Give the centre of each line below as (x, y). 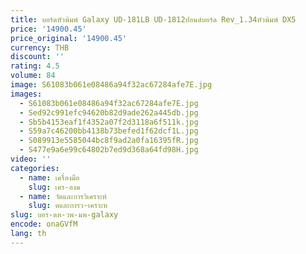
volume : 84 (33, 76)
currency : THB (40, 47)
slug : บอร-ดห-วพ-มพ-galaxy (64, 215)
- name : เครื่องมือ (49, 177)
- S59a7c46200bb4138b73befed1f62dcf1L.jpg (109, 131)
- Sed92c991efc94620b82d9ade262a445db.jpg (109, 112)
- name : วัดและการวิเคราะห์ (63, 196)
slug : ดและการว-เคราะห (68, 206)
